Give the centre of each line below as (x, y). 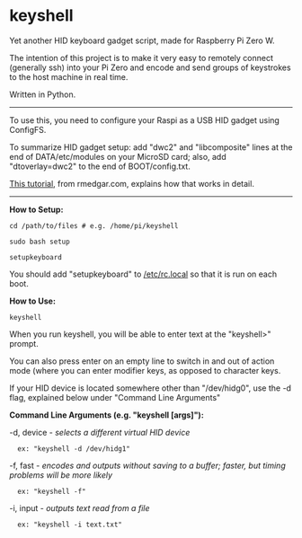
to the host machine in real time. (69, 76)
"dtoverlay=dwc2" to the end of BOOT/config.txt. (100, 166)
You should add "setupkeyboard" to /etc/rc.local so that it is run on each (143, 274)
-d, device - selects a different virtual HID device (100, 432)
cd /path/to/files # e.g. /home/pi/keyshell (94, 225)
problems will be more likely (61, 475)
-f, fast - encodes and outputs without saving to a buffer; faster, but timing (147, 465)
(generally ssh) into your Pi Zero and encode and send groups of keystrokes (150, 67)
